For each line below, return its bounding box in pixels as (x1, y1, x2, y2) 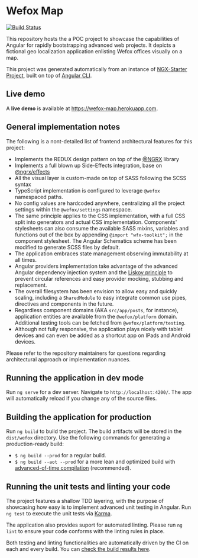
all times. (14, 256, 37, 263)
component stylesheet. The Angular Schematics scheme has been (14, 237, 177, 244)
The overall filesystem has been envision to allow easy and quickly (14, 287, 177, 294)
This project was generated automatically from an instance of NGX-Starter (6, 65, 187, 72)
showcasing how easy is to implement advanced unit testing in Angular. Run (6, 504, 191, 511)
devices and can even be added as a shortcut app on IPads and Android (14, 332, 191, 339)
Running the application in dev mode (6, 373, 144, 383)
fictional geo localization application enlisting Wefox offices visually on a (6, 47, 183, 54)
